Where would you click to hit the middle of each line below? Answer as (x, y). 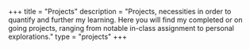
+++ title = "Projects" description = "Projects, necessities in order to (120, 11)
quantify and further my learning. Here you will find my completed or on (126, 20)
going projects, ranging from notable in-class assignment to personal (121, 28)
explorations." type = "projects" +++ (68, 36)
